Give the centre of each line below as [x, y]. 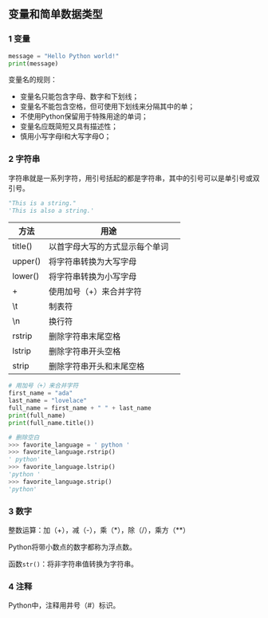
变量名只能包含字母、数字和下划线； [79, 96]
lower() [26, 276]
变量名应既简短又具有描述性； [69, 127]
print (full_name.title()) [51, 423]
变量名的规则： [33, 80]
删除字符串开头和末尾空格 [97, 367]
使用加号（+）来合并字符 [95, 292]
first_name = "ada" [41, 393]
